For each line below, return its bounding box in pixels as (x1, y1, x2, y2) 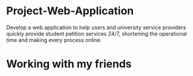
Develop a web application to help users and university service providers (6, 24, 186, 31)
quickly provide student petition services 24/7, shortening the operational (6, 30, 187, 37)
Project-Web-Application (6, 4, 134, 18)
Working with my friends (6, 58, 132, 71)
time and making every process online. (6, 36, 102, 43)
